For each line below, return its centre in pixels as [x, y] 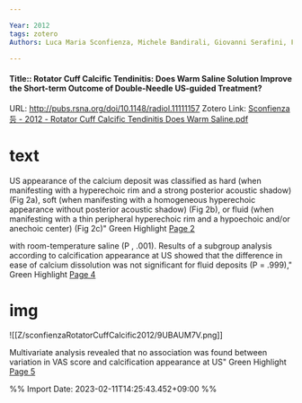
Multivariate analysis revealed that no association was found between [138, 353]
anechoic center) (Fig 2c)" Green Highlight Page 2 [102, 228]
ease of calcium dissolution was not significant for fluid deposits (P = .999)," [151, 265]
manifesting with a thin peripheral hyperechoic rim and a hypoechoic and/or [150, 219]
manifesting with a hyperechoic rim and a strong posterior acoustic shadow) [151, 190]
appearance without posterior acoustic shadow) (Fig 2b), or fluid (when [142, 209]
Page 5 [22, 372]
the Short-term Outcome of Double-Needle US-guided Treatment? [136, 88]
